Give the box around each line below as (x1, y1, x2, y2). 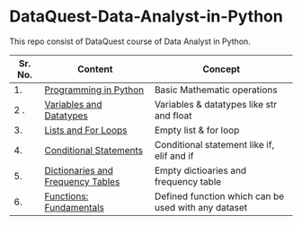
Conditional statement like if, (154, 138, 275, 151)
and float (154, 109, 192, 122)
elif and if (154, 150, 194, 162)
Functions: (44, 190, 89, 203)
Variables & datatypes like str (154, 98, 277, 110)
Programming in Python (44, 83, 145, 96)
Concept (201, 63, 241, 75)
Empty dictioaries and (154, 164, 247, 177)
